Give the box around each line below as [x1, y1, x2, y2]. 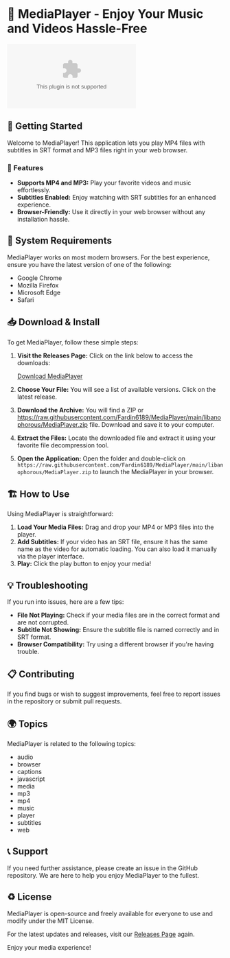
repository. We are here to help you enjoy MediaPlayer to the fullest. [7, 871, 200, 879]
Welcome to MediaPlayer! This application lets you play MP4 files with [7, 139, 205, 147]
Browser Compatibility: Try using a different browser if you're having [16, 640, 214, 649]
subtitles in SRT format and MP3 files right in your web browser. [7, 145, 188, 154]
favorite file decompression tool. [16, 441, 109, 449]
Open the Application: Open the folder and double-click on [16, 454, 185, 463]
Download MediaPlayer [16, 372, 83, 380]
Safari [16, 295, 34, 304]
